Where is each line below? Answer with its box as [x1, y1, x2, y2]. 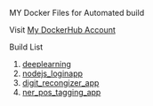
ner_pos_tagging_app [21, 87, 101, 97]
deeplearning [21, 59, 71, 69]
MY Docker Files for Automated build [9, 8, 145, 18]
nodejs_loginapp [21, 68, 83, 79]
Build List [9, 42, 44, 52]
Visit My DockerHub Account [9, 25, 116, 34]
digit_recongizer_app [21, 78, 100, 87]
